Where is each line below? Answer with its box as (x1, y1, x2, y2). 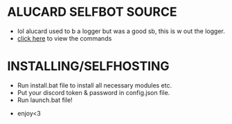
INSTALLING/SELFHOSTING (7, 59, 170, 74)
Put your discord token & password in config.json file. (17, 88, 170, 96)
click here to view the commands (17, 34, 112, 42)
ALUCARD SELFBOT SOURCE (7, 4, 177, 20)
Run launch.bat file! (17, 96, 73, 104)
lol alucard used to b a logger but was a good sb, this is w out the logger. (17, 27, 225, 35)
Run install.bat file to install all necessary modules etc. (17, 81, 172, 90)
